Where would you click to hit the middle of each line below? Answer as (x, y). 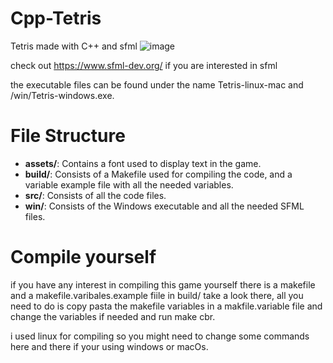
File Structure (68, 136)
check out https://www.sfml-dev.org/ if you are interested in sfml (144, 65)
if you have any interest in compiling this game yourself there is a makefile (163, 284)
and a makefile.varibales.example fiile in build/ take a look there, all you (157, 295)
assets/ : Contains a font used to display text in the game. (143, 163)
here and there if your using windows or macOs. (109, 346)
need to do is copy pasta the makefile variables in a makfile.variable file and (166, 306)
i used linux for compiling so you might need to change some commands (160, 336)
